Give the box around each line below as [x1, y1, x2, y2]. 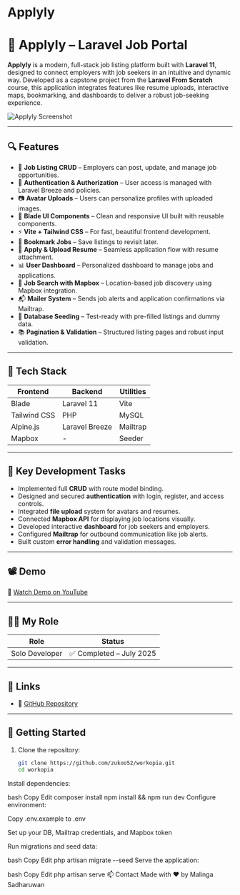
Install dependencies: [7, 779, 71, 787]
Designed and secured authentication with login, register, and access [17, 492, 224, 500]
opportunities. [17, 171, 59, 179]
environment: [7, 800, 46, 809]
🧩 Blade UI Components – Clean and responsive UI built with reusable [17, 211, 224, 220]
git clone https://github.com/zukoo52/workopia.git [17, 759, 175, 767]
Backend [71, 386, 103, 396]
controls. [17, 499, 44, 507]
